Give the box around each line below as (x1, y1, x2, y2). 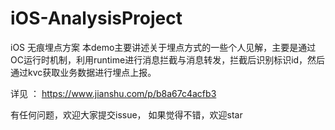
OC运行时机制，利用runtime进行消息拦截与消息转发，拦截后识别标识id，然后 (10, 53, 326, 66)
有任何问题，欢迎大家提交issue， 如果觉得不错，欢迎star (10, 108, 243, 121)
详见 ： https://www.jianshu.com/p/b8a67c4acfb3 (10, 87, 217, 99)
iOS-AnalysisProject (10, 7, 183, 30)
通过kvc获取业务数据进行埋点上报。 (10, 66, 157, 78)
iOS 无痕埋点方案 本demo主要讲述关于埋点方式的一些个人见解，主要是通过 (10, 41, 317, 53)
